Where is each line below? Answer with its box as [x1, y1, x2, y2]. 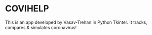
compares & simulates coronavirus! [5, 24, 77, 30]
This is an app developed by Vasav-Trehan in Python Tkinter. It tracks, [5, 19, 148, 25]
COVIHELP [5, 3, 49, 14]
